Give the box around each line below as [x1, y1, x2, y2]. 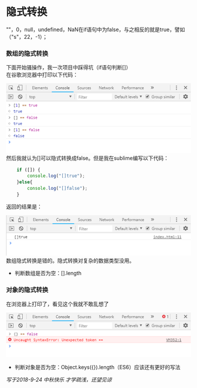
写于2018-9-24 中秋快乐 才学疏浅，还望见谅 [6, 376, 113, 383]
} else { [16, 179, 33, 185]
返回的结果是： [6, 203, 42, 210]
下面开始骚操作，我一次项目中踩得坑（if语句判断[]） [6, 64, 131, 71]
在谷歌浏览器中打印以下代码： [6, 71, 78, 78]
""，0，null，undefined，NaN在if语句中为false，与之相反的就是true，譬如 [6, 26, 185, 33]
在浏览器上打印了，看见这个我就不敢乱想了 [6, 300, 109, 307]
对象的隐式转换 [6, 286, 49, 294]
